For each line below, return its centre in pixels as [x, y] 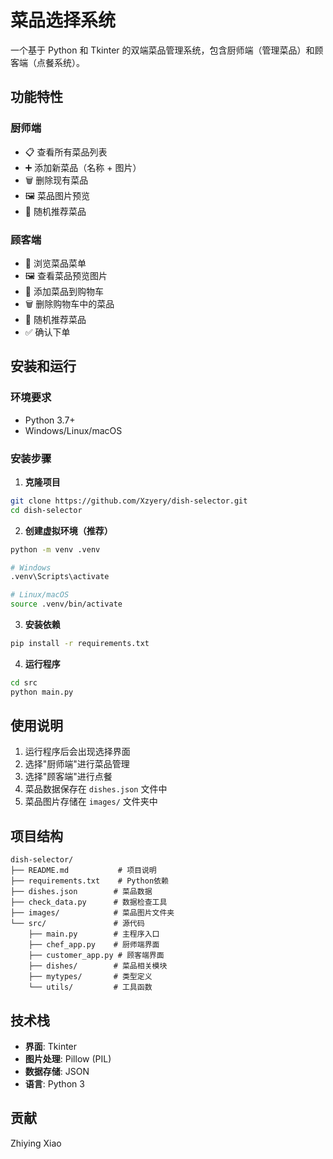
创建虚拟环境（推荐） [68, 530]
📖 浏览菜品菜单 [55, 263]
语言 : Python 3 [54, 1084]
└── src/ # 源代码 [77, 924]
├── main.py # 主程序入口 [94, 934]
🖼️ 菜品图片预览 [57, 195]
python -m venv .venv [55, 549]
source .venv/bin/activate [66, 604]
